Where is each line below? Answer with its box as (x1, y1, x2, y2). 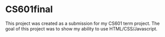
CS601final (5, 4, 53, 15)
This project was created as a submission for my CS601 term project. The (5, 20, 160, 26)
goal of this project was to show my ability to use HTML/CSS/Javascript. (5, 25, 157, 31)
